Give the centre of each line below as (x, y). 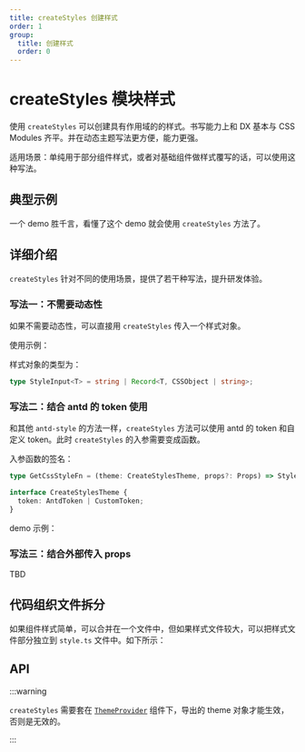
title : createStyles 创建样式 (64, 18)
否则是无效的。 (37, 721)
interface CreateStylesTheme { (69, 493)
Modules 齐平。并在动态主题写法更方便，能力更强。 (106, 138)
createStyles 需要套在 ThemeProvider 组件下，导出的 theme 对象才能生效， (149, 709)
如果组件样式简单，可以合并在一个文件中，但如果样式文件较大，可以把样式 (148, 628)
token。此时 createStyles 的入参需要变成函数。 (116, 440)
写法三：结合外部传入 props (70, 554)
